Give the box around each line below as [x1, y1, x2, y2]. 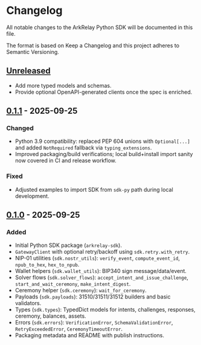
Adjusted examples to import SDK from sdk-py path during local [14, 186, 173, 193]
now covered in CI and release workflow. [14, 157, 116, 164]
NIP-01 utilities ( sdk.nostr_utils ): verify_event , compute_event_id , [14, 255, 180, 262]
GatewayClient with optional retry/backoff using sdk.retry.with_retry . [14, 248, 190, 255]
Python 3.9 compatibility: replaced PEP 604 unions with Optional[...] [14, 137, 190, 145]
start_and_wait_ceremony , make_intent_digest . [14, 280, 131, 287]
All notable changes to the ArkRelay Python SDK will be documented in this [6, 24, 193, 31]
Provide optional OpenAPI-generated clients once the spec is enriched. [14, 88, 193, 96]
